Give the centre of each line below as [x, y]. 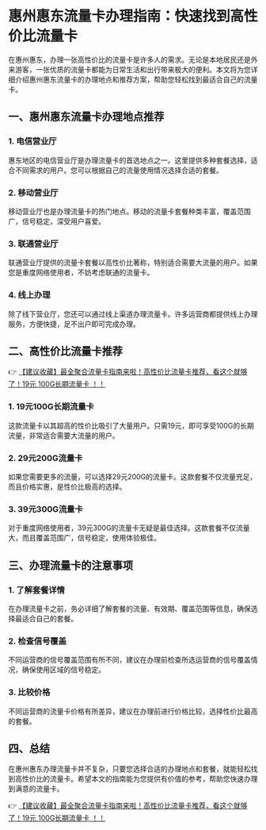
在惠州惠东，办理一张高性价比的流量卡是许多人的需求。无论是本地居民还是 [129, 60]
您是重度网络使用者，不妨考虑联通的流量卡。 [81, 273]
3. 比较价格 [29, 693]
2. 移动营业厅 [33, 193]
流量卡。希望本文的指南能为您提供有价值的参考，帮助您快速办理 [154, 779]
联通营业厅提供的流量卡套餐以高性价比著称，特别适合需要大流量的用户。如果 [133, 263]
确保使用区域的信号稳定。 [63, 670]
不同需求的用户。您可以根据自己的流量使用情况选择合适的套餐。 [119, 170]
